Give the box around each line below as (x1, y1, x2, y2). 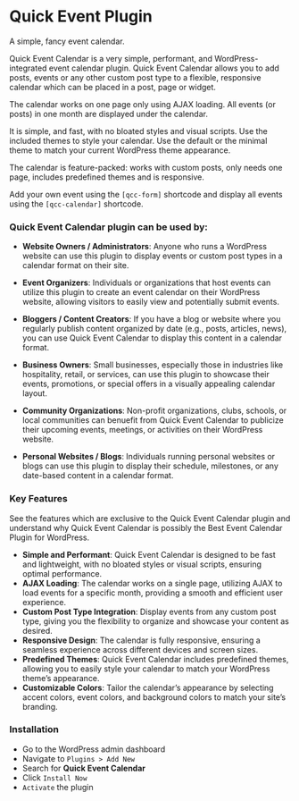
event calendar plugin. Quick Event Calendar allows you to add (48, 63, 279, 73)
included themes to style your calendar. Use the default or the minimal (9, 135, 268, 146)
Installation (9, 723, 60, 736)
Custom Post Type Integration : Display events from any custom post (21, 606, 277, 617)
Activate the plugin (21, 781, 94, 792)
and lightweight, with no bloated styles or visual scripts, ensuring (21, 559, 262, 569)
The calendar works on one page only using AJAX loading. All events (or (9, 98, 277, 109)
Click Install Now (21, 771, 87, 783)
